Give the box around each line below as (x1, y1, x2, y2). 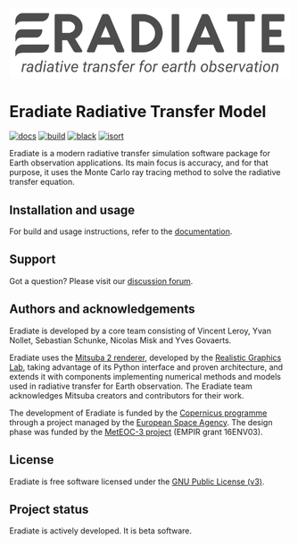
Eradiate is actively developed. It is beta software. (9, 525, 192, 536)
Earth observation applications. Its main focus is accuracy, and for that (9, 157, 269, 168)
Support (9, 252, 56, 267)
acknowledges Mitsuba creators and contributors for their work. (9, 390, 244, 400)
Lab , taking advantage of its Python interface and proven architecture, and (9, 361, 284, 373)
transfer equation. (9, 177, 76, 188)
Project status (9, 501, 89, 516)
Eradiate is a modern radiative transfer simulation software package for (9, 148, 270, 159)
